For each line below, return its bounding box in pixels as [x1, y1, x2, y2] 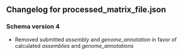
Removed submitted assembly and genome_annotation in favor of [14, 35, 177, 43]
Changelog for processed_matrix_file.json [6, 5, 166, 15]
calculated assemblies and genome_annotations [14, 42, 134, 49]
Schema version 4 [6, 22, 60, 31]
